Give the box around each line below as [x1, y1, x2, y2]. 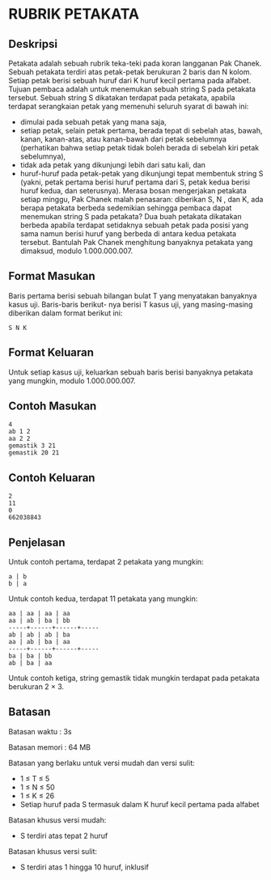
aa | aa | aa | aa [8, 610, 70, 618]
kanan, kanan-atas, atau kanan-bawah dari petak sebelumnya [19, 134, 227, 144]
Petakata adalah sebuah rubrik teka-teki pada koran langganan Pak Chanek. [8, 58, 262, 68]
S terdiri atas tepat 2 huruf [19, 831, 108, 840]
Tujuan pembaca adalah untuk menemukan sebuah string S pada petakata [8, 84, 256, 94]
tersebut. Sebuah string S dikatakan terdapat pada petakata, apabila [8, 93, 236, 102]
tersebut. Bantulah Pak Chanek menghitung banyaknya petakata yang [19, 238, 253, 247]
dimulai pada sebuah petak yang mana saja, [19, 117, 167, 126]
